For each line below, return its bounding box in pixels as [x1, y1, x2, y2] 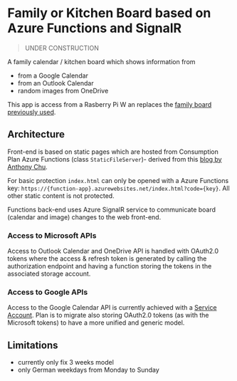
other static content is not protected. [7, 191, 115, 200]
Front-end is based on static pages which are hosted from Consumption [7, 147, 219, 156]
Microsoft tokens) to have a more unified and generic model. [7, 318, 185, 327]
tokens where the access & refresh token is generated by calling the [7, 254, 207, 263]
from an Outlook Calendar [17, 78, 94, 87]
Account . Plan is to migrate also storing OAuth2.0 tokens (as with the [7, 311, 209, 320]
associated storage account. [7, 269, 91, 278]
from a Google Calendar [17, 71, 89, 80]
